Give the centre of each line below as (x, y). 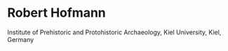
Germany (21, 39)
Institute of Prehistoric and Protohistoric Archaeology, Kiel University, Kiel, (114, 32)
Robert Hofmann (57, 13)
